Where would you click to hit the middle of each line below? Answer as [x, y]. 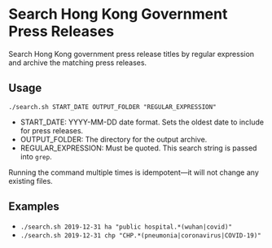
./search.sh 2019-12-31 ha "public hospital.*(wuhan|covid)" [126, 227]
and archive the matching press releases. [78, 63]
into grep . [36, 156]
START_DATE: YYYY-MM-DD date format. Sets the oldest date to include [142, 122]
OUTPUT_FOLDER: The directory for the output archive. [114, 139]
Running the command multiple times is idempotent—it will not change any [134, 172]
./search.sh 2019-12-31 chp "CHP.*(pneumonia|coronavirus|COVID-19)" [141, 235]
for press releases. [52, 130]
